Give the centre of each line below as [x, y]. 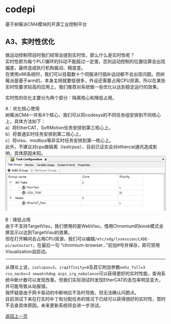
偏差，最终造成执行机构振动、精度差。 [45, 68]
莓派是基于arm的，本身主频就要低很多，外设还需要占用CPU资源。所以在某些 [85, 80]
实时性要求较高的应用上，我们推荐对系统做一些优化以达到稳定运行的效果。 [83, 87]
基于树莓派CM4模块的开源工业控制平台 [46, 24]
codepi [20, 9]
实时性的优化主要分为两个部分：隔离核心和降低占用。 [61, 97]
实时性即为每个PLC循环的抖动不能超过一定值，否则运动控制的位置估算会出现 [85, 61]
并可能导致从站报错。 [27, 286]
